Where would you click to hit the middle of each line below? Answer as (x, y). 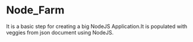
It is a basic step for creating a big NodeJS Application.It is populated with (97, 26)
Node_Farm (35, 10)
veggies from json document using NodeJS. (60, 32)
